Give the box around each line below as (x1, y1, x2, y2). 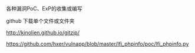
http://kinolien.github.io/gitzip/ (6, 29, 80, 36)
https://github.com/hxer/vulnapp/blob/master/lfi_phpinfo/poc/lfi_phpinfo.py (6, 40, 189, 47)
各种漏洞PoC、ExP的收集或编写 (6, 5, 82, 12)
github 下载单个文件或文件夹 (6, 17, 75, 24)
